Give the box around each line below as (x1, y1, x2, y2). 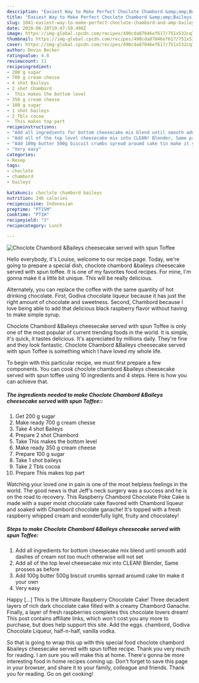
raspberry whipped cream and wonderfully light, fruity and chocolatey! (6, 512, 179, 519)
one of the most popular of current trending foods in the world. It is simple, (6, 329, 188, 336)
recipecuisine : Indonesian (6, 200, 73, 207)
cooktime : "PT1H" (6, 212, 50, 218)
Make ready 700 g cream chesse (15, 419, 96, 426)
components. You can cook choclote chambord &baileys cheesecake (6, 365, 175, 373)
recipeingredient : (6, 63, 52, 70)
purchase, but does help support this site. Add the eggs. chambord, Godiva (6, 621, 190, 628)
